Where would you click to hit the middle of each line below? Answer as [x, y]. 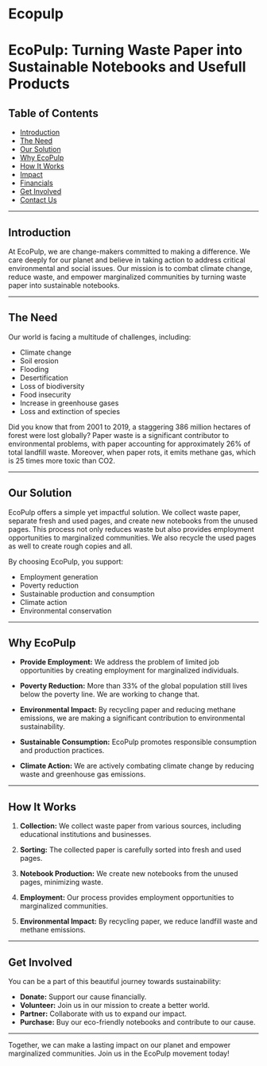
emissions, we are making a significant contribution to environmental [132, 718]
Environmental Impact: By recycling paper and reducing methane [128, 710]
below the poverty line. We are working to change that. [110, 694]
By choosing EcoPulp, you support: [66, 561]
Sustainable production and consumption [87, 594]
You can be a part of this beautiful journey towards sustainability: [115, 982]
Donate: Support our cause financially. [83, 997]
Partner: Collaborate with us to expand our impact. [103, 1014]
